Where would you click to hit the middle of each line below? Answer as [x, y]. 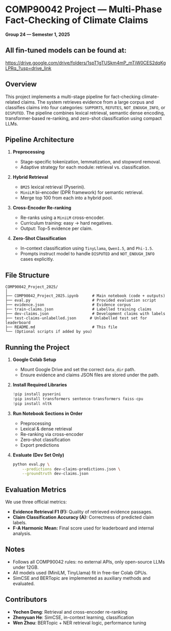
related [13, 102]
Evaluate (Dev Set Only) [39, 455]
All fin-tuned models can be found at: [66, 50]
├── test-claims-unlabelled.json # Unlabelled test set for [76, 318]
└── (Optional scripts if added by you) [49, 332]
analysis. [22, 533]
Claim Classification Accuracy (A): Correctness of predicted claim [83, 517]
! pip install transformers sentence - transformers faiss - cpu [78, 399]
